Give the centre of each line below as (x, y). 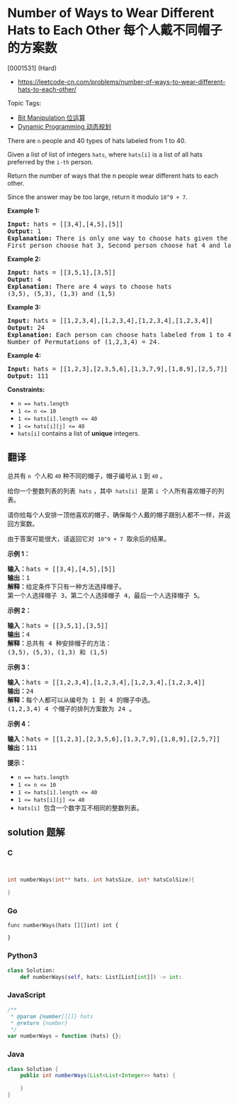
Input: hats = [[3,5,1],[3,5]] (62, 272)
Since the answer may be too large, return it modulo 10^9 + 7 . (97, 197)
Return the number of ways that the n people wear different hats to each (113, 176)
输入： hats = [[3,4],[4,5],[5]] (62, 569)
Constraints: (26, 389)
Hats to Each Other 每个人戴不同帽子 (115, 30)
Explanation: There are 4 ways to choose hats (90, 286)
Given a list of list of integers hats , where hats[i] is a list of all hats (105, 154)
